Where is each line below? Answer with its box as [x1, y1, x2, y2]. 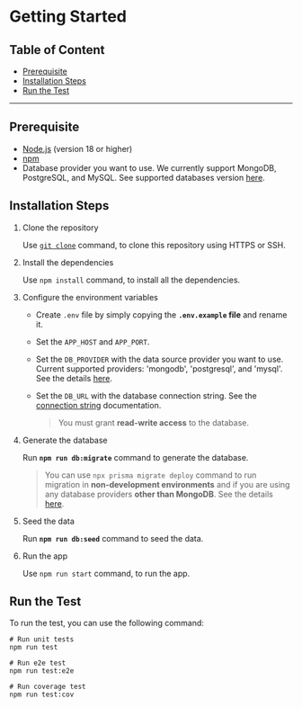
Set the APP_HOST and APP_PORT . [35, 336, 150, 347]
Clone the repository [22, 222, 99, 233]
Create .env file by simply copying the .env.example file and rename [35, 309, 288, 320]
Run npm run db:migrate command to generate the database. [22, 452, 249, 462]
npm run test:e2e [9, 667, 75, 676]
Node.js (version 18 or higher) [22, 143, 133, 154]
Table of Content [9, 42, 105, 58]
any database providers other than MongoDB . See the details [44, 488, 274, 499]
